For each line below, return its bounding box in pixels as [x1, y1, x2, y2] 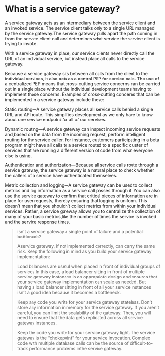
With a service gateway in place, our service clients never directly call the [5, 50, 155, 56]
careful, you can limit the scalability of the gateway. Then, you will [17, 310, 151, 316]
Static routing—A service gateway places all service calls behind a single [5, 106, 154, 112]
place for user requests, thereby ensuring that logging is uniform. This [5, 198, 147, 203]
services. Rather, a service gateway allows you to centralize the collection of [5, 208, 161, 214]
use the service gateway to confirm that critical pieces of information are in [5, 193, 158, 198]
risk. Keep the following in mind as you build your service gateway [17, 248, 152, 254]
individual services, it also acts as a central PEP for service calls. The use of [5, 76, 159, 81]
